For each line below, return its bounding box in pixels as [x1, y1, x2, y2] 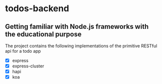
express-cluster [12, 63, 45, 69]
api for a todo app [5, 48, 41, 54]
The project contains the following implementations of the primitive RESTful [5, 43, 158, 49]
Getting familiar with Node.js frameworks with [5, 22, 149, 31]
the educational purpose [5, 30, 82, 38]
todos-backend [5, 3, 69, 14]
